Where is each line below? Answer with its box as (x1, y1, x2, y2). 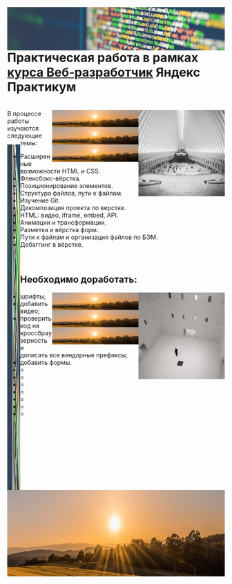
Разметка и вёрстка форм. (20, 225, 99, 234)
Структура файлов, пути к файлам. (20, 189, 123, 197)
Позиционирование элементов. (20, 181, 113, 189)
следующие (7, 131, 43, 140)
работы (7, 117, 30, 125)
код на (20, 321, 40, 330)
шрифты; (20, 292, 46, 300)
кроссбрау (20, 328, 52, 337)
